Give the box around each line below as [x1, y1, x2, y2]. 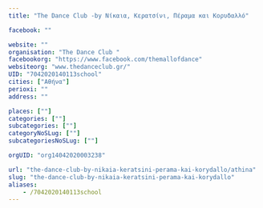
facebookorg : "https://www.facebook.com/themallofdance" [8, 55, 203, 64]
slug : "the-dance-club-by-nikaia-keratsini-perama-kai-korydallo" [8, 173, 235, 181]
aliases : [8, 181, 38, 189]
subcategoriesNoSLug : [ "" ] [8, 137, 99, 145]
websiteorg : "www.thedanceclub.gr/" [8, 63, 131, 71]
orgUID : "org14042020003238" [8, 151, 106, 159]
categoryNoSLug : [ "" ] [8, 130, 81, 138]
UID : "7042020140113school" [8, 70, 103, 78]
